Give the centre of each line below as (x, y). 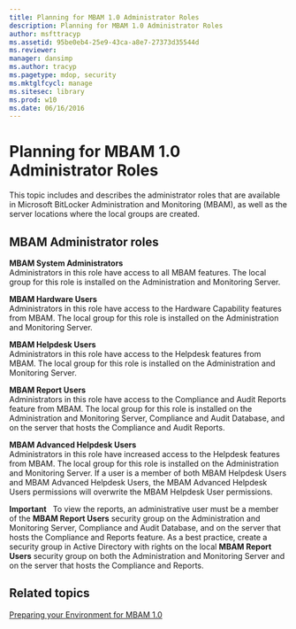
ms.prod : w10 (33, 100)
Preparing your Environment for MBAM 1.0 (86, 614)
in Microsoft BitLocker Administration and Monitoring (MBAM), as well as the (148, 205)
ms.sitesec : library (47, 91)
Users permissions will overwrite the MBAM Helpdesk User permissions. (141, 492)
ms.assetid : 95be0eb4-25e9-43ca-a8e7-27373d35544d (104, 42)
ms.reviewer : (33, 50)
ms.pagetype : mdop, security (63, 75)
